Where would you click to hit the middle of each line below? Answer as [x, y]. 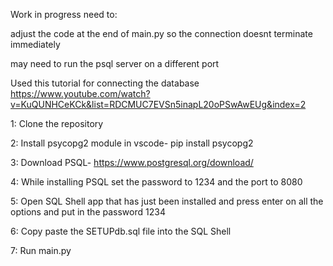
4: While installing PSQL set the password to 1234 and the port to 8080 [156, 182]
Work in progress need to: [64, 14]
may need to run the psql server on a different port [115, 63]
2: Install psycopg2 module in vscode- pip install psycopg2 [132, 143]
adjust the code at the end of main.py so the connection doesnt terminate [161, 33]
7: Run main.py [41, 250]
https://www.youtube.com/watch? [80, 93]
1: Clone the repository [57, 123]
